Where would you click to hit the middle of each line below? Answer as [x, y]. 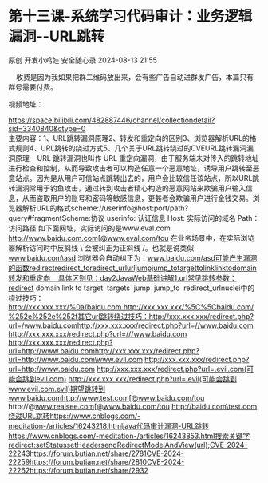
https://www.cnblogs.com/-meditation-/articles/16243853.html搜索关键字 [129, 436]
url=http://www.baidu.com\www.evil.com [76, 359]
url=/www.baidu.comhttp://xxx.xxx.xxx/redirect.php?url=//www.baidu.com [131, 325]
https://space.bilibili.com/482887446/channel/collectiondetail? [112, 120]
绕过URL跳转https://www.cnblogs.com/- [75, 416]
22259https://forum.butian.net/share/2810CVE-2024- [97, 461]
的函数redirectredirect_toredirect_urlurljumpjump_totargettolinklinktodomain [132, 268]
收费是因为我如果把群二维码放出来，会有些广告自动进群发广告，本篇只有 [134, 77]
